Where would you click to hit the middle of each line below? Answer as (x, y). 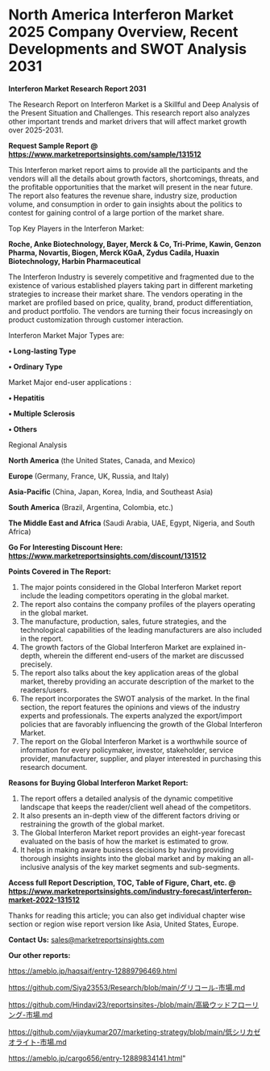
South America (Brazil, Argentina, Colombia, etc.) (91, 507)
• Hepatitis (27, 398)
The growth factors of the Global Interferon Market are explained (127, 646)
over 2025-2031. (36, 130)
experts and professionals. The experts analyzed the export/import (131, 715)
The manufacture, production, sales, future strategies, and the (123, 621)
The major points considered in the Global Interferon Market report (131, 587)
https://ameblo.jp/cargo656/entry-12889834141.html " (97, 1058)
